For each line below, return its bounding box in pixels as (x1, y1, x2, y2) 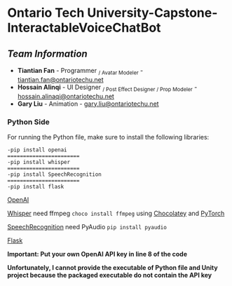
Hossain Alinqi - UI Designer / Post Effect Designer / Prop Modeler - (17, 83, 198, 93)
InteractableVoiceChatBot (7, 20, 161, 36)
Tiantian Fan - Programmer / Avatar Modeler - (17, 67, 144, 76)
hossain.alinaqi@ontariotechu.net (17, 92, 114, 100)
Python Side (7, 117, 50, 127)
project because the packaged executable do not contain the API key (7, 271, 212, 279)
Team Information (7, 48, 88, 60)
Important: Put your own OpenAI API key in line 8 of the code (7, 250, 188, 258)
